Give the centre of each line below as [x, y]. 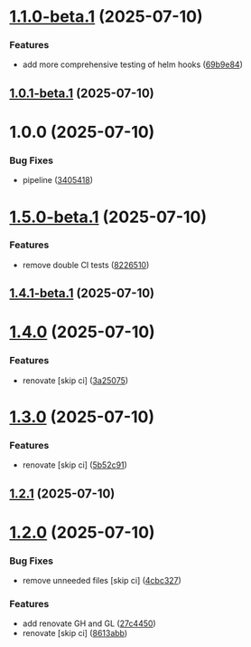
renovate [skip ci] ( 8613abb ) [75, 633]
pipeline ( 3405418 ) [57, 180]
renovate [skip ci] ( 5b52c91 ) [75, 465]
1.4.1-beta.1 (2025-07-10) [82, 293]
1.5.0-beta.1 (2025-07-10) [108, 217]
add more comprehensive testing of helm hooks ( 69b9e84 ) [133, 64]
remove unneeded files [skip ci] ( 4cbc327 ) [102, 581]
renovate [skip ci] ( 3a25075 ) [75, 380]
